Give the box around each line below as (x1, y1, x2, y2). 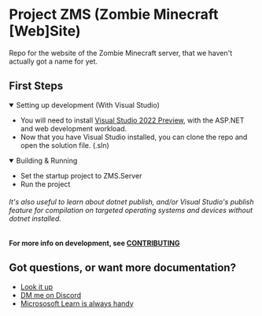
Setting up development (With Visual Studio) (16, 100, 161, 109)
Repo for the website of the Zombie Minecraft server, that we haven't (9, 48, 233, 57)
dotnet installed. (9, 214, 61, 223)
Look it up (20, 281, 54, 292)
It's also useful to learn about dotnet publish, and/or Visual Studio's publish (9, 197, 254, 207)
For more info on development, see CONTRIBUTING (9, 238, 180, 248)
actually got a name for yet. (9, 57, 98, 66)
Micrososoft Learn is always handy (20, 299, 135, 308)
